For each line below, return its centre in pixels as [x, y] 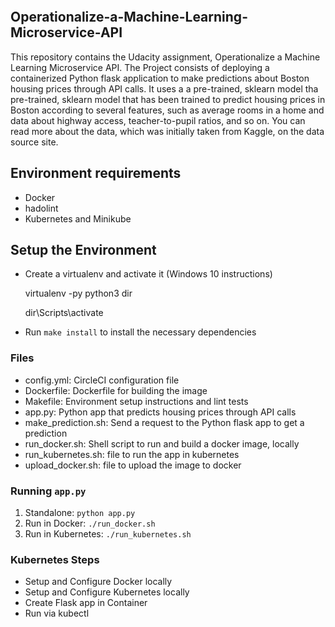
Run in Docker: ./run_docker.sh [90, 523]
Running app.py [48, 491]
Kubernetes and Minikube [78, 218]
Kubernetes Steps [55, 559]
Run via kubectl [57, 613]
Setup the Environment [83, 250]
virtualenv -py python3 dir [78, 293]
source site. [34, 142]
